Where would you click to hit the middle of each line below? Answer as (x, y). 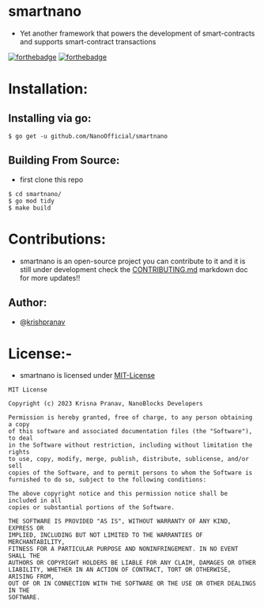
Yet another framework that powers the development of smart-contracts (137, 33)
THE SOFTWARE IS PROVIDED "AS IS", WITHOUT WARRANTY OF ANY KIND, (120, 521)
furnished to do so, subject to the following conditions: (107, 480)
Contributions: (57, 239)
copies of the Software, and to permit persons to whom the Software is (130, 473)
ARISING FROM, (32, 577)
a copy (19, 425)
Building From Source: (64, 160)
